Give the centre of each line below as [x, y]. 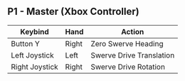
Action [132, 31]
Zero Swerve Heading [127, 43]
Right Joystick [35, 67]
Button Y [26, 43]
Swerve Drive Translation [133, 55]
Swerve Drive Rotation [128, 67]
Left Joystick [33, 55]
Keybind [35, 31]
